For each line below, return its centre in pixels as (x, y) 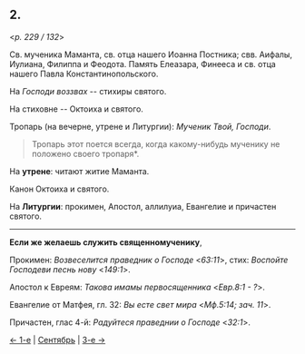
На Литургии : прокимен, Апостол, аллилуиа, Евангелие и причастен (143, 206)
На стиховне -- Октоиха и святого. (76, 109)
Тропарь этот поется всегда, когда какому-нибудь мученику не (156, 143)
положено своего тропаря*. (85, 153)
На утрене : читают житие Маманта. (79, 171)
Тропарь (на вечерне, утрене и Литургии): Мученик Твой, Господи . (140, 126)
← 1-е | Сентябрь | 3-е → (58, 339)
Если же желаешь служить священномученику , (106, 242)
